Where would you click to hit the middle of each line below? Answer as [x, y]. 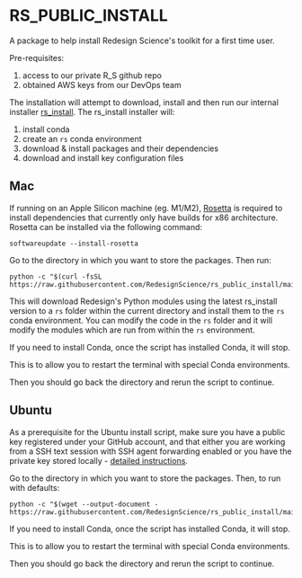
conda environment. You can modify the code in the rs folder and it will [141, 320]
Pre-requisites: [37, 58]
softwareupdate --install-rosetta [74, 244]
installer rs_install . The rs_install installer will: [92, 111]
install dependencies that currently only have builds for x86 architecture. [144, 218]
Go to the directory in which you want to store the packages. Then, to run [145, 478]
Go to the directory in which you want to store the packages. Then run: [140, 260]
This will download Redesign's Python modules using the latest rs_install [143, 301]
